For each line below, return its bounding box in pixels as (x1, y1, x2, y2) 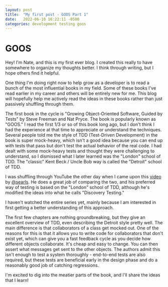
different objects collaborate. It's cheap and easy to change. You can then (5, 241, 158, 247)
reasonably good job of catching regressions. (5, 262, 99, 268)
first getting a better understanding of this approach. (5, 205, 114, 211)
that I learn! (5, 277, 29, 283)
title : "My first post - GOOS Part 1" (5, 12, 89, 17)
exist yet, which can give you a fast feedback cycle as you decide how (5, 236, 151, 242)
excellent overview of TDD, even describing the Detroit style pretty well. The (5, 220, 163, 226)
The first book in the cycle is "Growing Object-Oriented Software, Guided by (5, 111, 163, 117)
